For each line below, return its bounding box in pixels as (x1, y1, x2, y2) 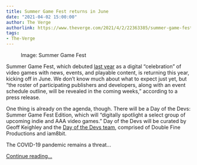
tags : (6, 30, 19, 36)
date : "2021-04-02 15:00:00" (6, 14, 77, 20)
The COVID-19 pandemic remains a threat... (6, 141, 111, 148)
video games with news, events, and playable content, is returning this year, (6, 69, 189, 76)
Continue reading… (6, 153, 53, 159)
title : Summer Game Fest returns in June (6, 8, 109, 15)
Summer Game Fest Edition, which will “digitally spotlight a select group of (6, 111, 186, 118)
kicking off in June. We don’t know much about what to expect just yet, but (6, 75, 187, 82)
